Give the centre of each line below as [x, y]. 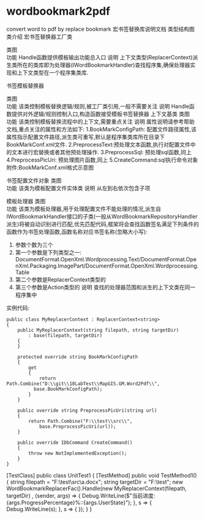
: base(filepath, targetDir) [65, 335]
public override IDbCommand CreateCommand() [75, 442]
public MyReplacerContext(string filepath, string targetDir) [98, 330]
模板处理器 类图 [26, 201]
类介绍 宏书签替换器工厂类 [39, 36]
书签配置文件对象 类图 [34, 180]
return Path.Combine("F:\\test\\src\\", [80, 421]
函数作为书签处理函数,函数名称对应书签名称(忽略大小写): [77, 231]
